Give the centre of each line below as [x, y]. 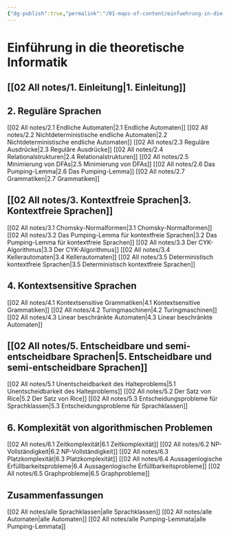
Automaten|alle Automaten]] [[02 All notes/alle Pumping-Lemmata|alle [107, 519]
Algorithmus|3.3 [30, 249]
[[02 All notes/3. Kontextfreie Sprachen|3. [99, 200]
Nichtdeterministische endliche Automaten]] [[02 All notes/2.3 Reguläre [108, 143]
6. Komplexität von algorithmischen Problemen [110, 428]
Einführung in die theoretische [96, 47]
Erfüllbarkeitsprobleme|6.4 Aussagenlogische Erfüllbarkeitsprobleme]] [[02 [114, 466]
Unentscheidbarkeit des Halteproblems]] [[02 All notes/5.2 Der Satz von [109, 391]
